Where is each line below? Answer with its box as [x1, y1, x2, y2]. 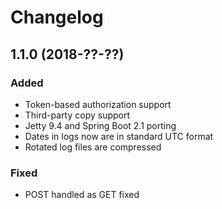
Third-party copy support [24, 109, 131, 121]
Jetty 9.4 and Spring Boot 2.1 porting [24, 119, 177, 131]
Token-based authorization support [24, 98, 172, 110]
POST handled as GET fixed [24, 189, 140, 201]
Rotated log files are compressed [24, 141, 162, 153]
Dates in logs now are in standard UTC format [24, 130, 214, 142]
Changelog [10, 6, 104, 29]
